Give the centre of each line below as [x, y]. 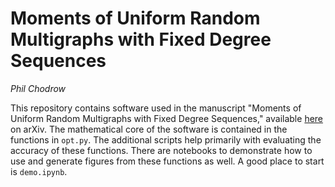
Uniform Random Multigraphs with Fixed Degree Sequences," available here [167, 118]
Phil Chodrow [38, 88]
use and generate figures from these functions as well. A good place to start [167, 161]
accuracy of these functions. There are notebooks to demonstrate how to [161, 150]
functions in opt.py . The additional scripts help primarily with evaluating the [166, 139]
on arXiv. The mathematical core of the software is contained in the [149, 129]
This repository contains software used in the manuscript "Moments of [156, 108]
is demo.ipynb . [39, 171]
